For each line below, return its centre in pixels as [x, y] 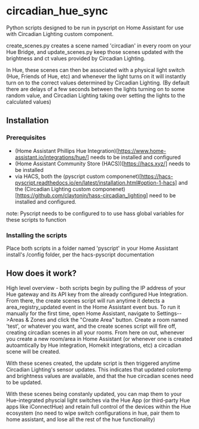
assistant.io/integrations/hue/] [52, 157]
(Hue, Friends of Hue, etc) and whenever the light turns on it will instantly [96, 76]
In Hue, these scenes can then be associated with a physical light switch [96, 70]
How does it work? [42, 274]
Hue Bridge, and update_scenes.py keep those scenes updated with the [95, 52]
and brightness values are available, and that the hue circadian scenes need [100, 376]
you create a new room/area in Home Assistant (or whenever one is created [99, 339]
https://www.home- [142, 150]
